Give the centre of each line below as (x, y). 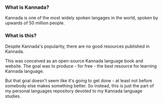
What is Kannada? (27, 7)
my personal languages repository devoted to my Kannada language (74, 91)
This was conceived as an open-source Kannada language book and (74, 61)
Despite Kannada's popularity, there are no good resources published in (77, 46)
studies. (13, 96)
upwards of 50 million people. (35, 23)
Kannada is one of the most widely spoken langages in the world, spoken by (82, 18)
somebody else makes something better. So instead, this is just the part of (80, 86)
